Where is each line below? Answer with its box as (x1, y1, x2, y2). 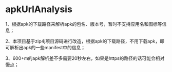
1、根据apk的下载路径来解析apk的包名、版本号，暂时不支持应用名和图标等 (5, 21, 162, 27)
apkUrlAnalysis (5, 4, 73, 15)
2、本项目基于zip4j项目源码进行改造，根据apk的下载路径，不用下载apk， (5, 38, 160, 44)
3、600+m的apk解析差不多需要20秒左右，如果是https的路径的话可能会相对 (5, 55, 165, 61)
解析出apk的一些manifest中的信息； (9, 44, 86, 50)
